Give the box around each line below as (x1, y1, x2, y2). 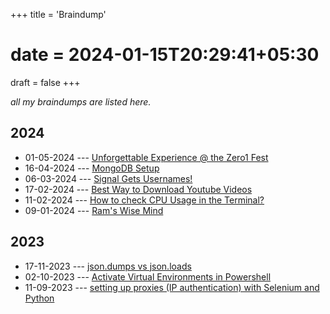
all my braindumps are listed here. (10, 95, 152, 108)
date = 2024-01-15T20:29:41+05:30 (10, 44, 320, 66)
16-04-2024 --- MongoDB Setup (24, 162, 160, 174)
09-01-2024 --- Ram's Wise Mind (24, 204, 164, 216)
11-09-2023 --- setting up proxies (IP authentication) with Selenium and (24, 281, 320, 293)
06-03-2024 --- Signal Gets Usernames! (24, 172, 193, 184)
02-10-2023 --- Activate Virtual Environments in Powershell (24, 270, 272, 283)
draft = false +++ (10, 76, 81, 88)
